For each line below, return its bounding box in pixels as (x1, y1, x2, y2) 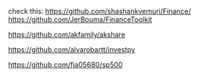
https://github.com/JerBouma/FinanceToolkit (8, 15, 153, 24)
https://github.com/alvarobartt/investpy (8, 45, 136, 54)
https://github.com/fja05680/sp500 (8, 60, 123, 69)
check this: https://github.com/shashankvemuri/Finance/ (8, 7, 192, 16)
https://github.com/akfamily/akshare (8, 30, 125, 39)
